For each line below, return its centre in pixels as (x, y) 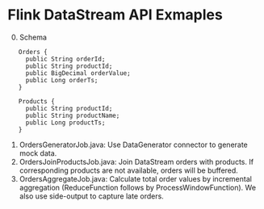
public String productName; (73, 115)
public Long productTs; (65, 123)
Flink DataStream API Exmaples (115, 15)
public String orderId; (65, 59)
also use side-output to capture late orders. (92, 196)
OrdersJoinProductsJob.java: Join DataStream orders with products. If (136, 161)
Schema (33, 37)
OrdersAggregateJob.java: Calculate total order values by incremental (135, 178)
